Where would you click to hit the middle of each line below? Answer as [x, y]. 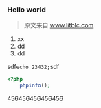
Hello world [27, 10]
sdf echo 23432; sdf [33, 67]
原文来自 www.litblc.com [59, 25]
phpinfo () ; [35, 86]
